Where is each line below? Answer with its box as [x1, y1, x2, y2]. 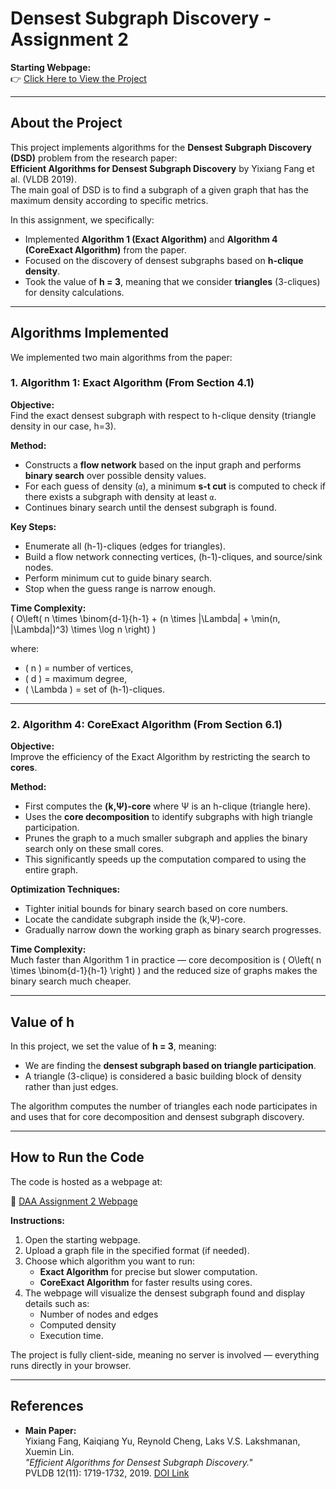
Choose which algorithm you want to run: [24, 1255, 195, 1267]
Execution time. [39, 1329, 104, 1341]
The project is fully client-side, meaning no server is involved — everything [10, 1348, 320, 1361]
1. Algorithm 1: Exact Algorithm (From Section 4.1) [10, 376, 255, 390]
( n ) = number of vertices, [24, 662, 134, 674]
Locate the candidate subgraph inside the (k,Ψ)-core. [24, 913, 246, 926]
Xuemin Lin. [24, 1445, 75, 1457]
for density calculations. [24, 286, 125, 298]
